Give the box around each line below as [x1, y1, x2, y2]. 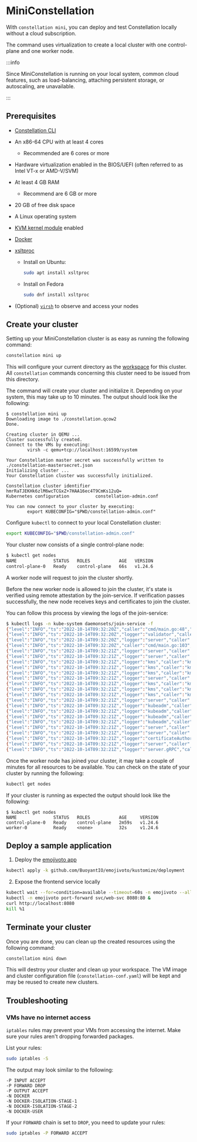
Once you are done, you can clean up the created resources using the [6, 938, 175, 945]
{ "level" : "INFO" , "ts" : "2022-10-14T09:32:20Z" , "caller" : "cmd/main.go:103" [6, 643, 191, 649]
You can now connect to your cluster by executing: [6, 504, 135, 510]
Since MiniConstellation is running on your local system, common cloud [6, 70, 179, 77]
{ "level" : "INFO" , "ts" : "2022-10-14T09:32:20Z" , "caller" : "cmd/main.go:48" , [6, 626, 191, 632]
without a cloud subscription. [6, 29, 76, 36]
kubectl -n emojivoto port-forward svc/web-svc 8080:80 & [6, 895, 151, 901]
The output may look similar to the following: [6, 1066, 114, 1073]
